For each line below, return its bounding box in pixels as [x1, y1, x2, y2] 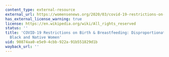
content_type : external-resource [5, 7, 75, 12]
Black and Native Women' [10, 35, 62, 40]
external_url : [5, 12, 35, 17]
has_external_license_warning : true [5, 16, 82, 21]
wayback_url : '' [5, 44, 39, 49]
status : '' [5, 26, 28, 31]
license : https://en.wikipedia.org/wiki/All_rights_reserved [5, 21, 136, 26]
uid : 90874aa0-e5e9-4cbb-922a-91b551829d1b [5, 40, 98, 45]
